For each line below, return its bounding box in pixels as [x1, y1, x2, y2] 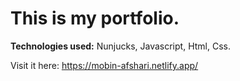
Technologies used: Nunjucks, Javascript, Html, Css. [10, 40, 231, 52]
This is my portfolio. [10, 7, 180, 30]
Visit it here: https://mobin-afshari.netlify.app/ [10, 59, 199, 71]
